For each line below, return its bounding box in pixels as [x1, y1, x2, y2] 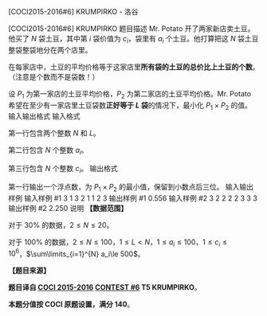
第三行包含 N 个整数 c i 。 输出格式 [8, 164, 118, 175]
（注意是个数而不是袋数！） [8, 72, 100, 81]
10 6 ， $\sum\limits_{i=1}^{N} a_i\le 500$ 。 [8, 248, 145, 259]
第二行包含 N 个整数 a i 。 [8, 146, 88, 157]
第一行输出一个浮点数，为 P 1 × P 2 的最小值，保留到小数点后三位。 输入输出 [8, 181, 253, 193]
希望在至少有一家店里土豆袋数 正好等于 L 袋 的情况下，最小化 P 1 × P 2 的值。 [8, 100, 253, 111]
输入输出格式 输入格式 [8, 111, 80, 121]
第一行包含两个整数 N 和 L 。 [8, 128, 101, 138]
